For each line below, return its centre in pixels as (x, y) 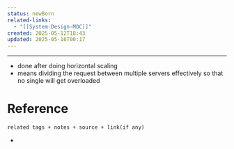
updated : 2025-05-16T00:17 (46, 40)
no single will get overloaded (58, 81)
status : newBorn (31, 14)
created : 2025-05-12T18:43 (46, 33)
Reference (38, 109)
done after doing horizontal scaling (68, 66)
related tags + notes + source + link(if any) (76, 127)
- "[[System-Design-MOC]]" (53, 26)
